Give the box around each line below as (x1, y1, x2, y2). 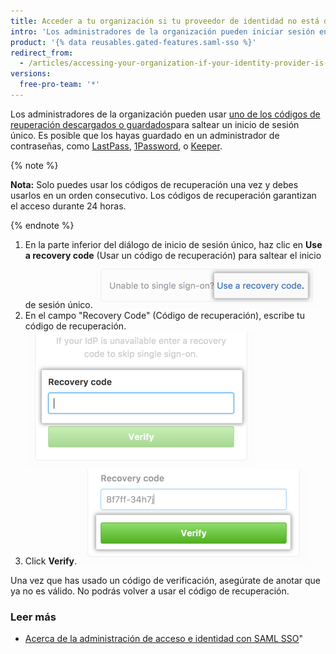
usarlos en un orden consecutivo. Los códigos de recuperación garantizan (10, 189, 317, 201)
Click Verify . (24, 555, 77, 567)
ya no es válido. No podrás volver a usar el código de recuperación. (10, 585, 290, 597)
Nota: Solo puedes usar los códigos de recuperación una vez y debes (10, 178, 299, 190)
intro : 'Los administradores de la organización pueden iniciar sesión (10, 26, 315, 37)
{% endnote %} (10, 219, 75, 231)
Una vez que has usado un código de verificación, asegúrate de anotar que (10, 574, 322, 586)
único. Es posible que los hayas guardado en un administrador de (10, 129, 280, 141)
